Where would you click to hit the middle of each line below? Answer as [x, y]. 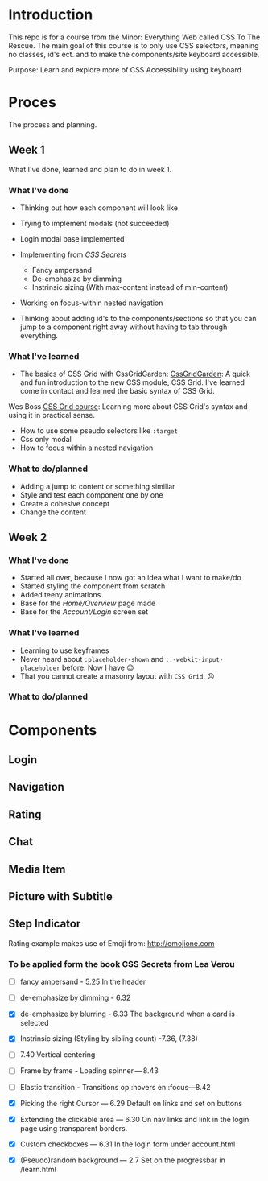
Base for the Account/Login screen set [84, 612]
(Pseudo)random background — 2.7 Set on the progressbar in [122, 1160]
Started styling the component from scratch [93, 586]
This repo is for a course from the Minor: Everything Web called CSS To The [134, 37]
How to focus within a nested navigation [87, 448]
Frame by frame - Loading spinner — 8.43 [89, 1071]
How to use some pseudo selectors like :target [99, 431]
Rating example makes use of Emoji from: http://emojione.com [111, 943]
